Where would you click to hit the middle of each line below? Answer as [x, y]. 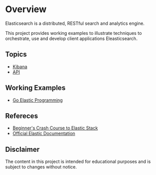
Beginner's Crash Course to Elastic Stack [55, 128]
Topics [16, 54]
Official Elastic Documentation [44, 134]
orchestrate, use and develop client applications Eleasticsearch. [71, 38]
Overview [26, 9]
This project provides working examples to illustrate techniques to [73, 33]
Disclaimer [22, 149]
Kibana [20, 66]
